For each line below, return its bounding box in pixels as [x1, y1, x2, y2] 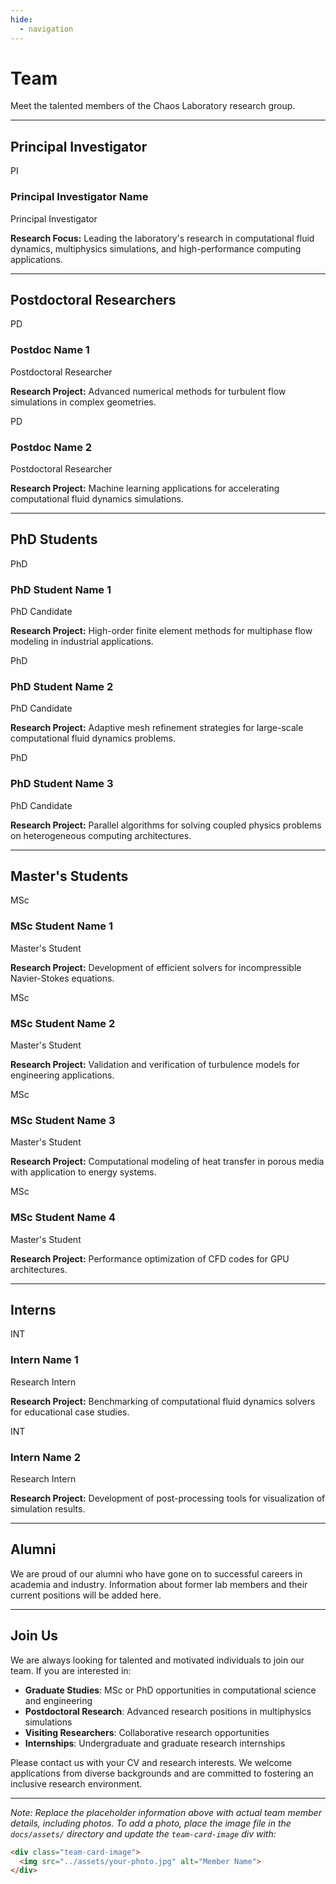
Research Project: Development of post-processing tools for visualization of [10, 1492, 326, 1505]
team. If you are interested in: [10, 1664, 132, 1676]
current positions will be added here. [10, 1589, 162, 1601]
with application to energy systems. [10, 1166, 157, 1178]
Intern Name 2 [10, 1450, 82, 1464]
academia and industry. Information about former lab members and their [10, 1578, 308, 1590]
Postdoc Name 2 [10, 440, 93, 454]
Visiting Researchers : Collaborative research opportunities [24, 1726, 270, 1738]
